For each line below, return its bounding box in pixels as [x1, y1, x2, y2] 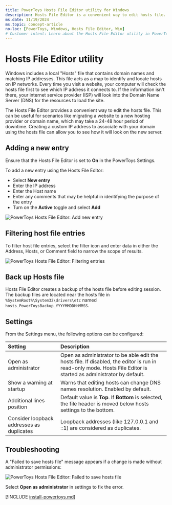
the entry [12, 199, 32, 205]
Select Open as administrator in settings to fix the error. [5, 484, 124, 490]
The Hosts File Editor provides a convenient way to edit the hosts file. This [5, 107, 162, 113]
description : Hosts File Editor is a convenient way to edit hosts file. [5, 12, 166, 17]
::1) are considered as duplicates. [60, 425, 141, 432]
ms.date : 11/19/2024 [5, 17, 50, 22]
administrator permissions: [5, 464, 62, 470]
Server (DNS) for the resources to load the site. [5, 97, 105, 103]
